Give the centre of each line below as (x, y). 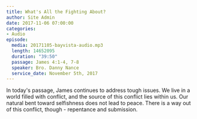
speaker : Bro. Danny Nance (45, 68)
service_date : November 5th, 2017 (55, 73)
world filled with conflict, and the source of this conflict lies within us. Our (97, 97)
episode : (17, 40)
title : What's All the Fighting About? (56, 12)
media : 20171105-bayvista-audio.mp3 (57, 46)
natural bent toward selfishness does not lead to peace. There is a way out (98, 103)
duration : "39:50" (35, 56)
